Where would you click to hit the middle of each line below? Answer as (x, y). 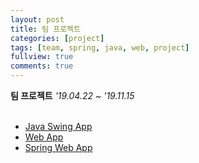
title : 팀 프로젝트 (45, 29)
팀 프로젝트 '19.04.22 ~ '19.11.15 (72, 95)
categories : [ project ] (57, 38)
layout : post (37, 19)
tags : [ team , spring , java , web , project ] (100, 47)
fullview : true (42, 57)
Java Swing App (58, 126)
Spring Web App (58, 147)
